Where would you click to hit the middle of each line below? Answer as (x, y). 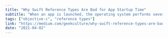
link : (11, 23)
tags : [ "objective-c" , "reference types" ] (50, 19)
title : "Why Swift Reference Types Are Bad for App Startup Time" (76, 10)
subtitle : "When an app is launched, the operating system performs (78, 14)
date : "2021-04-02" (25, 28)
